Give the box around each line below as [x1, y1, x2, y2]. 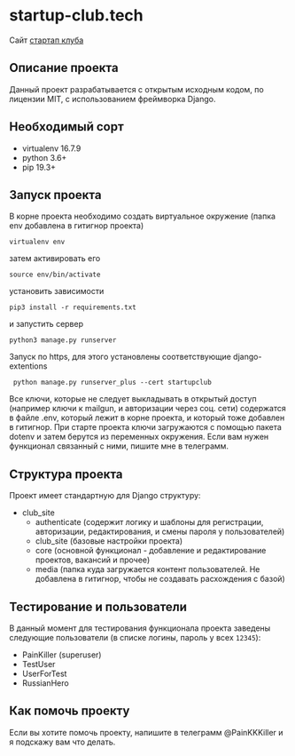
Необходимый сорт [9, 119, 124, 134]
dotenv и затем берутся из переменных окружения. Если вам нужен [9, 432, 269, 442]
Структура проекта [9, 466, 123, 481]
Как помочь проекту [9, 704, 130, 719]
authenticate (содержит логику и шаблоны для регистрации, [35, 517, 264, 528]
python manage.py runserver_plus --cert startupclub [12, 378, 213, 387]
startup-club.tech [9, 5, 144, 26]
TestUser [21, 659, 56, 669]
